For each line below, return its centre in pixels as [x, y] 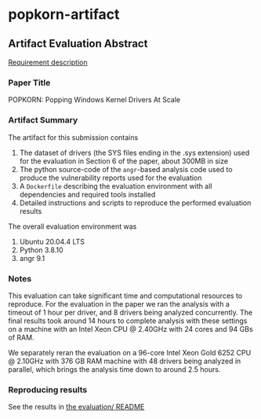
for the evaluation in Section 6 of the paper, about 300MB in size [124, 161]
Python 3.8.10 [42, 250]
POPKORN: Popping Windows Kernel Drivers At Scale [94, 100]
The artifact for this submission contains [73, 137]
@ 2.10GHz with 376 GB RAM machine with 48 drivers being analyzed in [125, 361]
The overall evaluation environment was [72, 226]
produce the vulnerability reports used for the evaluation [111, 178]
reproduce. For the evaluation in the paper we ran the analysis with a [119, 303]
